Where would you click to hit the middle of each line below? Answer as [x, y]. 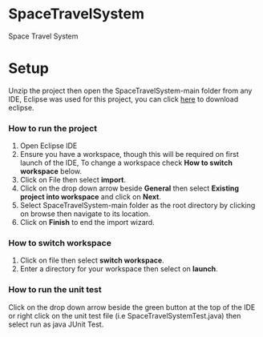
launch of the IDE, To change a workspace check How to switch [126, 163]
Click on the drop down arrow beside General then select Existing [129, 188]
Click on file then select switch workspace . [92, 260]
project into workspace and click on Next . [91, 197]
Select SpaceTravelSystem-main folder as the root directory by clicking [138, 206]
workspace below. [51, 171]
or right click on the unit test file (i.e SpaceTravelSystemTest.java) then [125, 315]
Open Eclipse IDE [49, 146]
